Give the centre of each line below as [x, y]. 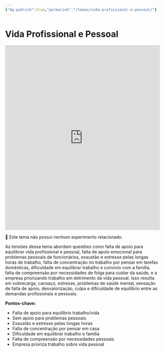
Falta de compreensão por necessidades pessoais [63, 339]
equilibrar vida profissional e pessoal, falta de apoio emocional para [74, 251]
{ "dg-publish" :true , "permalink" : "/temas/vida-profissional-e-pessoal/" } [81, 10]
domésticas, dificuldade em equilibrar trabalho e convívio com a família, [78, 267]
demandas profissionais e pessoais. [41, 293]
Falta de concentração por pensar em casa [56, 328]
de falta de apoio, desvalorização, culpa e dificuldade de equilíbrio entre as [81, 288]
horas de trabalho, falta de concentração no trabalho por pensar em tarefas [82, 262]
